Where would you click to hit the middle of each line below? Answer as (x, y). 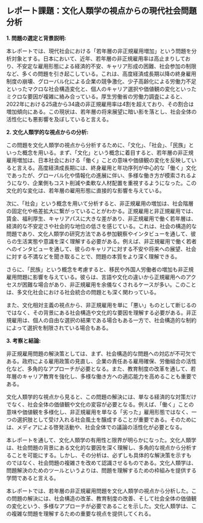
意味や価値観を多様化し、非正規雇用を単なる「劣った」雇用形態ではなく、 (99, 412)
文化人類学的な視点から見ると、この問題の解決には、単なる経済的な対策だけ (101, 397)
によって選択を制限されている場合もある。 (59, 328)
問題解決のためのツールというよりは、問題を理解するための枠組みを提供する (101, 470)
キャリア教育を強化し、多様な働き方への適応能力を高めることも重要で (109, 376)
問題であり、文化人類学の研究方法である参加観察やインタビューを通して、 (99, 234)
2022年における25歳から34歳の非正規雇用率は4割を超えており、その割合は (100, 104)
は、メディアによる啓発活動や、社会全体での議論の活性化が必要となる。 (96, 427)
